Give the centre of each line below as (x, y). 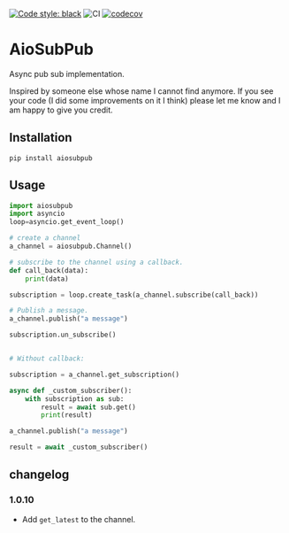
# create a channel (45, 238)
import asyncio (37, 214)
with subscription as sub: (75, 398)
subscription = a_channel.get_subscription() (94, 375)
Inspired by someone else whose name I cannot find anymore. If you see (141, 91)
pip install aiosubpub (51, 158)
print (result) (67, 415)
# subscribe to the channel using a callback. (96, 262)
